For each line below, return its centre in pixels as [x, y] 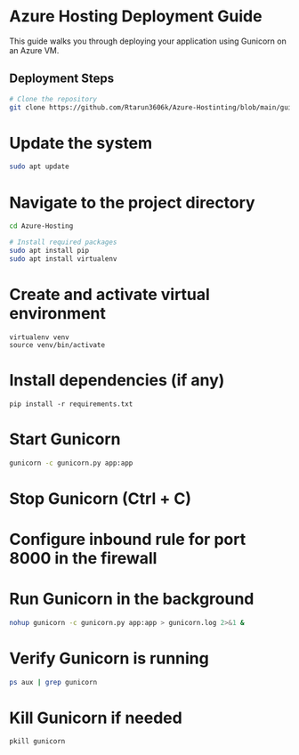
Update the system [81, 143]
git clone [28, 107]
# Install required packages [63, 242]
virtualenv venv [39, 337]
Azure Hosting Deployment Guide [136, 16]
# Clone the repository [53, 99]
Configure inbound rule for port [128, 539]
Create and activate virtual [110, 294]
